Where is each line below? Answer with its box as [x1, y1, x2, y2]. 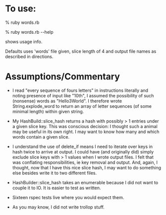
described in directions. [5, 53, 54, 60]
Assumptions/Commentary [5, 71, 120, 82]
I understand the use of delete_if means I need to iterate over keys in [12, 143, 153, 149]
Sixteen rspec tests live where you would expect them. [12, 194, 124, 200]
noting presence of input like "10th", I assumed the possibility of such [12, 92, 154, 98]
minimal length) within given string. [12, 108, 84, 114]
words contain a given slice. [12, 134, 70, 140]
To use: [5, 3, 36, 14]
